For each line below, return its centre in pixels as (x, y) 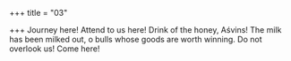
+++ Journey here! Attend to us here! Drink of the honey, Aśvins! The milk (145, 30)
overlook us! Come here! (55, 49)
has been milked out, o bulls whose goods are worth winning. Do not (136, 39)
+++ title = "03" (39, 13)
